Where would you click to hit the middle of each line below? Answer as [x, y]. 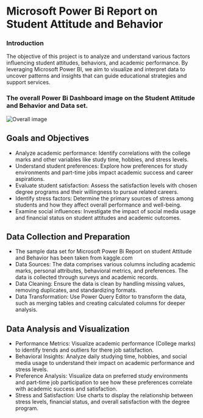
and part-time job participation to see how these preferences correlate [104, 383]
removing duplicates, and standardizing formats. [76, 290]
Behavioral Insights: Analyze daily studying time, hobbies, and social [101, 356]
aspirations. [30, 179]
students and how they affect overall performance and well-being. [98, 205]
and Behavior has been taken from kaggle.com [74, 258]
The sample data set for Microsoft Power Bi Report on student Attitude [103, 252]
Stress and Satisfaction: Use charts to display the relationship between [104, 395]
